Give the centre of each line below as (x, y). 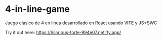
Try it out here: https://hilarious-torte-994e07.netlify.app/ (63, 32)
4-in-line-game (38, 9)
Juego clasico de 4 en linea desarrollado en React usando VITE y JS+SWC (81, 23)
